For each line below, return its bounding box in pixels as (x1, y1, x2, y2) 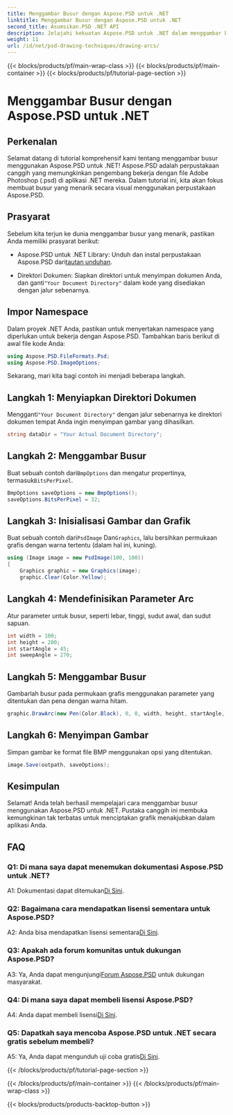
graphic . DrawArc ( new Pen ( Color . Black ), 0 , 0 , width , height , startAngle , (7, 710, 225, 718)
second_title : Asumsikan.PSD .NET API (7, 23, 119, 30)
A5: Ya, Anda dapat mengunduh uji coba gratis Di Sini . (7, 1052, 160, 1061)
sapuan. (7, 619, 31, 627)
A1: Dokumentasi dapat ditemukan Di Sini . (7, 886, 125, 895)
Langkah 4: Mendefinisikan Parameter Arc (7, 593, 194, 605)
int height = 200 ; (7, 638, 60, 646)
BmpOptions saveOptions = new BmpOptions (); (7, 489, 138, 497)
